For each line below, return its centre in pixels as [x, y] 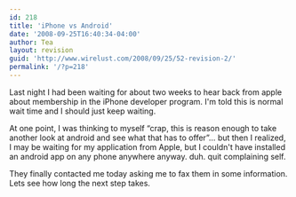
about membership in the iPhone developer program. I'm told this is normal [146, 101]
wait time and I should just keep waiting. [83, 111]
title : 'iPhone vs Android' [61, 26]
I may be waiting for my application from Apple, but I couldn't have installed [148, 146]
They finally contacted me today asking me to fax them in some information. [148, 173]
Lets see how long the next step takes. [80, 183]
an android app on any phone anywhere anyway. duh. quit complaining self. [148, 156]
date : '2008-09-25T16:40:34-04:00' [75, 34]
